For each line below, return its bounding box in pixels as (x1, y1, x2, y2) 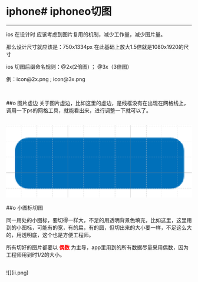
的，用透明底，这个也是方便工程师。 (6, 231, 94, 239)
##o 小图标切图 (6, 204, 44, 211)
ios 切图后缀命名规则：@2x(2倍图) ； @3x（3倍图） (6, 63, 133, 70)
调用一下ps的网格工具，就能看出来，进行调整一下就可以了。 (6, 106, 151, 114)
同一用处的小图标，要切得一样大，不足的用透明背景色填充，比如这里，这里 (6, 217, 187, 224)
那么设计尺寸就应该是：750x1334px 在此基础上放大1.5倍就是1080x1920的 (6, 43, 184, 50)
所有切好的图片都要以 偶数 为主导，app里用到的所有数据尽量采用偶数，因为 (6, 244, 189, 251)
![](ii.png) (6, 269, 29, 276)
